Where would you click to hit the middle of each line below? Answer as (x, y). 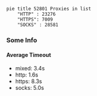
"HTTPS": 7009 (35, 20)
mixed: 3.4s (30, 68)
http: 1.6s (27, 75)
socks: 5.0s (30, 88)
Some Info (22, 40)
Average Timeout (29, 54)
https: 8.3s (29, 81)
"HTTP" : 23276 (37, 14)
